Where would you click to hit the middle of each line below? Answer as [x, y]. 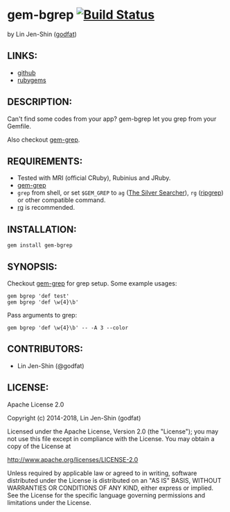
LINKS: [23, 56]
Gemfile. [19, 126]
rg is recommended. [46, 208]
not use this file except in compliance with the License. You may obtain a [111, 438]
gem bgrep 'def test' [38, 296]
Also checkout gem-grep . [44, 140]
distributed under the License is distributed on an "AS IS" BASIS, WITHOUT [114, 480]
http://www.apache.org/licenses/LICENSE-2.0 [73, 459]
